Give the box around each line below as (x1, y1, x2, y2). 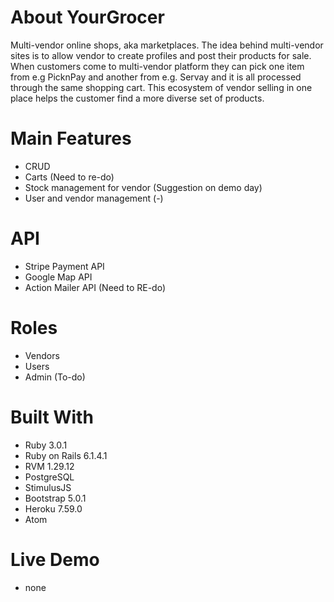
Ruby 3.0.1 (24, 439, 68, 451)
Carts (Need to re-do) (24, 171, 115, 183)
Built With (10, 406, 94, 428)
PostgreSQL (24, 471, 75, 483)
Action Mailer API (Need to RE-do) (24, 281, 167, 293)
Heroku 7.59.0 (24, 502, 83, 515)
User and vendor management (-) (24, 192, 164, 204)
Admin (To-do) (24, 371, 86, 383)
